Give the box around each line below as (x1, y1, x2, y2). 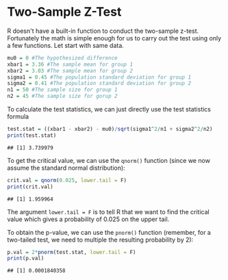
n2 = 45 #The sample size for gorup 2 (7, 93, 118, 100)
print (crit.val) (7, 183, 53, 190)
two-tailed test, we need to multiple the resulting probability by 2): (7, 236, 194, 244)
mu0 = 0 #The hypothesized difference (7, 54, 118, 62)
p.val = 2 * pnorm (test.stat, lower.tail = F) (7, 249, 136, 255)
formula (7, 112, 29, 120)
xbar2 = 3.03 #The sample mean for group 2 (7, 67, 134, 74)
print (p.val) (7, 255, 45, 262)
